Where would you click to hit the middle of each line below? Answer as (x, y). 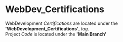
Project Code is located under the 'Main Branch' (56, 34)
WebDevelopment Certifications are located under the (61, 23)
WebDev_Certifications (55, 9)
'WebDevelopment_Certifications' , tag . (47, 28)
